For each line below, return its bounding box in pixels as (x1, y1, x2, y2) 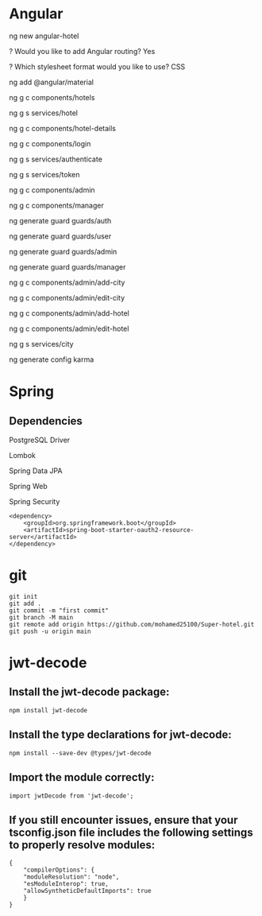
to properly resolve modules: (9, 838, 156, 852)
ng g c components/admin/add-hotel (9, 308, 129, 318)
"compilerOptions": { (23, 866, 94, 875)
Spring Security (9, 496, 60, 506)
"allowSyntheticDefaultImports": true (23, 887, 152, 895)
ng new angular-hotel (9, 31, 79, 41)
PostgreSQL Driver (9, 435, 71, 444)
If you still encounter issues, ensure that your (9, 813, 238, 827)
